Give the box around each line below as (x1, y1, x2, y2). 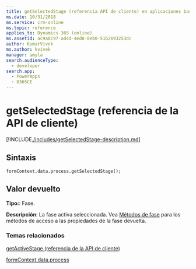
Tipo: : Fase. (6, 200, 35, 207)
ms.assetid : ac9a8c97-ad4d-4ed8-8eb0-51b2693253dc (6, 36, 132, 41)
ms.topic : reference (6, 25, 57, 31)
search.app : (6, 68, 35, 74)
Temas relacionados (6, 232, 65, 240)
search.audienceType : (6, 57, 59, 63)
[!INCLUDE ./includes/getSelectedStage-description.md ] (6, 135, 141, 143)
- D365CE (11, 79, 33, 85)
